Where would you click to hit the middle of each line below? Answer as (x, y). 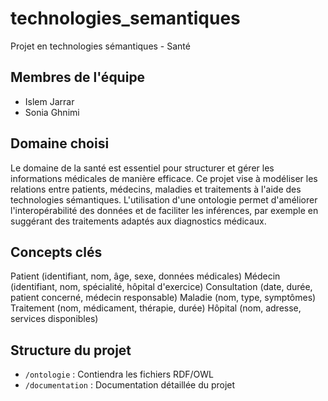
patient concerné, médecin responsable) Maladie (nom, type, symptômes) (163, 298)
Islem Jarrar (49, 101)
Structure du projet (71, 350)
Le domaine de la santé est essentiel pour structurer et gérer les (142, 168)
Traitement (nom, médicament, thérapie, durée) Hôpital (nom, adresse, (156, 308)
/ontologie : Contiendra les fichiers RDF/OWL (119, 374)
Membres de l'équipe (78, 77)
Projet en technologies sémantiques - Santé (100, 46)
